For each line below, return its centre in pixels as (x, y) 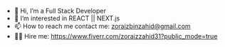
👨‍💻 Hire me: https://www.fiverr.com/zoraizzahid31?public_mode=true (116, 36)
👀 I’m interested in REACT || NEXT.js (67, 18)
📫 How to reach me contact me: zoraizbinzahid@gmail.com (102, 26)
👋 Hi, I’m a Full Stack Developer (60, 11)
